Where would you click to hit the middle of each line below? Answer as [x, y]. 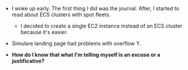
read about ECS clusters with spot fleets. [61, 15]
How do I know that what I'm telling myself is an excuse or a [86, 55]
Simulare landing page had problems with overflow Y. [76, 43]
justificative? [28, 61]
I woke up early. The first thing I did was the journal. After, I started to [95, 8]
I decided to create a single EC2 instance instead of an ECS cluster [101, 26]
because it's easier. [44, 32]
